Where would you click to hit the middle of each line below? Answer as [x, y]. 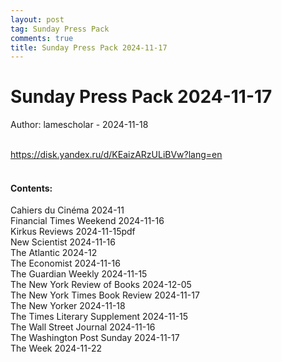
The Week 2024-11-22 [56, 348]
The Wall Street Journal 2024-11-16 [83, 327]
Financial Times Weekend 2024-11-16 [87, 221]
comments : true [42, 38]
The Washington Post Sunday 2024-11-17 [95, 338]
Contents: [31, 188]
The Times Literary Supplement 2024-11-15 [99, 317]
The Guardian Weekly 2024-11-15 [79, 274]
